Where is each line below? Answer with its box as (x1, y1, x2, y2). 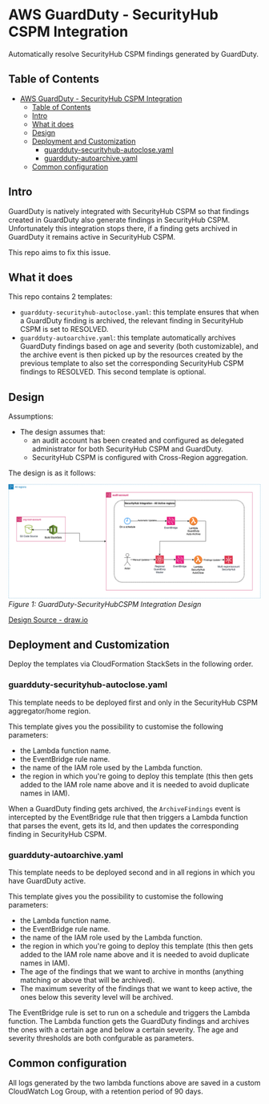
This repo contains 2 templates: (8, 292, 113, 301)
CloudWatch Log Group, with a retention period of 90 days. (8, 1086, 204, 1096)
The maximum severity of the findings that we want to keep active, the (19, 984, 253, 993)
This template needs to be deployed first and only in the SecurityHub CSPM (8, 698, 259, 707)
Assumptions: (8, 411, 54, 422)
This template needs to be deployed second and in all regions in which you (8, 867, 255, 877)
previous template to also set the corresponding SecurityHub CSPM (19, 358, 244, 368)
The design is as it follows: (8, 468, 96, 478)
